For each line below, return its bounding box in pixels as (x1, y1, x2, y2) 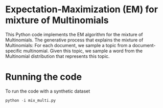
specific (5, 48, 22, 54)
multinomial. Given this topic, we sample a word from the (23, 48, 143, 54)
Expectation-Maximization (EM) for (5, 4, 158, 15)
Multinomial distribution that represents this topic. (5, 53, 110, 59)
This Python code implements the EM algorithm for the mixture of (5, 31, 143, 37)
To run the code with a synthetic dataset (5, 88, 90, 94)
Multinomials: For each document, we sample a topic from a (5, 42, 131, 48)
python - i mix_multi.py (5, 98, 56, 103)
